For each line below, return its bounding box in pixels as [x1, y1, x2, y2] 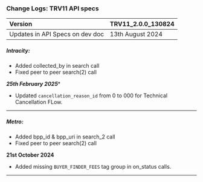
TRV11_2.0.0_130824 [109, 20, 175, 28]
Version [9, 20, 33, 28]
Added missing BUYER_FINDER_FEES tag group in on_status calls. [14, 163, 172, 171]
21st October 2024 [6, 151, 54, 158]
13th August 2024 [109, 30, 163, 39]
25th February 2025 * [6, 80, 61, 88]
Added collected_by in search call [14, 62, 100, 70]
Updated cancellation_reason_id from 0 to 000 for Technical [14, 92, 168, 99]
